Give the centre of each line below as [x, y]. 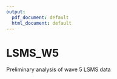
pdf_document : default [40, 17]
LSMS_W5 [33, 53]
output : [16, 12]
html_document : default [42, 23]
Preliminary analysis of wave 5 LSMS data [59, 69]
